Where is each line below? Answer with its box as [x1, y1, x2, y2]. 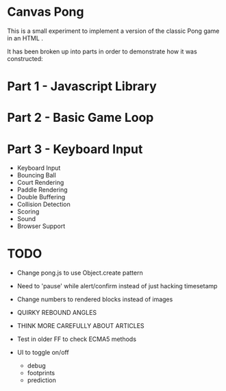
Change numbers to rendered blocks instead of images [16, 295, 173, 303]
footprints [27, 369, 55, 377]
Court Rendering [16, 179, 64, 187]
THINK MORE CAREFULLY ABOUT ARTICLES [16, 322, 145, 330]
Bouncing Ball [16, 171, 56, 179]
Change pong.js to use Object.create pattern [16, 268, 143, 277]
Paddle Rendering [16, 186, 68, 194]
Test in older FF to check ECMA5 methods [16, 335, 137, 343]
